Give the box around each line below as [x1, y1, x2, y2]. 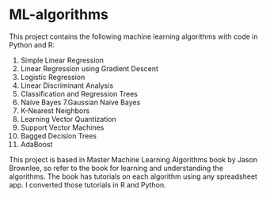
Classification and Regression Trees [20, 89, 138, 98]
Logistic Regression [20, 72, 85, 81]
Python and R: [9, 40, 55, 49]
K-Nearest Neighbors [20, 105, 90, 116]
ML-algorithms [9, 6, 109, 24]
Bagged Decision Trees [20, 131, 97, 140]
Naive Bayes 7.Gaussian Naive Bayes [20, 97, 141, 107]
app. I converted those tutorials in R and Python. [9, 180, 167, 189]
